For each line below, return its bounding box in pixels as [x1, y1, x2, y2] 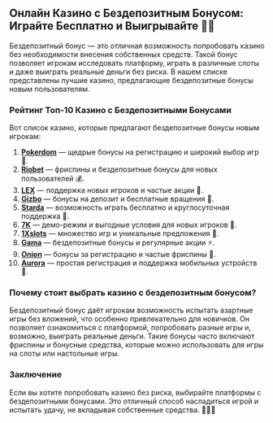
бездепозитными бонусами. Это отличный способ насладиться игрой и [9, 396, 259, 406]
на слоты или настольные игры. [9, 349, 120, 359]
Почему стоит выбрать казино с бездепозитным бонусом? [9, 287, 257, 299]
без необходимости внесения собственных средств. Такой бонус [9, 49, 238, 59]
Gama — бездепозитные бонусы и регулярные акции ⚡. [20, 238, 214, 247]
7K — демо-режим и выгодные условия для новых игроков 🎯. [20, 220, 237, 230]
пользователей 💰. [20, 174, 84, 184]
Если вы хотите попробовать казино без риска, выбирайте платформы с [9, 387, 262, 397]
